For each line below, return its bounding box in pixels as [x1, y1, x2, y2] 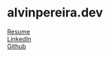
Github [7, 42, 26, 50]
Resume [7, 27, 31, 36]
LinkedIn [7, 34, 32, 43]
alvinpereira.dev [7, 5, 103, 21]
